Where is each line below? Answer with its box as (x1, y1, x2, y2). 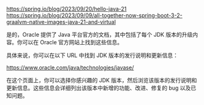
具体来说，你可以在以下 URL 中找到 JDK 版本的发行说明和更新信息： (6, 52, 179, 59)
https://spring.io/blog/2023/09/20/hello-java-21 (6, 6, 127, 12)
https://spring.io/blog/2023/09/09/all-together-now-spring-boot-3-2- (6, 12, 183, 19)
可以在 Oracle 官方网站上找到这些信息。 (22, 39, 123, 45)
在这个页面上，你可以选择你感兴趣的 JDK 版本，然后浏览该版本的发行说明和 (6, 77, 197, 84)
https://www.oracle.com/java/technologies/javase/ (6, 64, 134, 71)
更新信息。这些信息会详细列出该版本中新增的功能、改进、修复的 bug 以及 (6, 84, 191, 91)
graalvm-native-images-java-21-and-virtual (6, 18, 116, 25)
